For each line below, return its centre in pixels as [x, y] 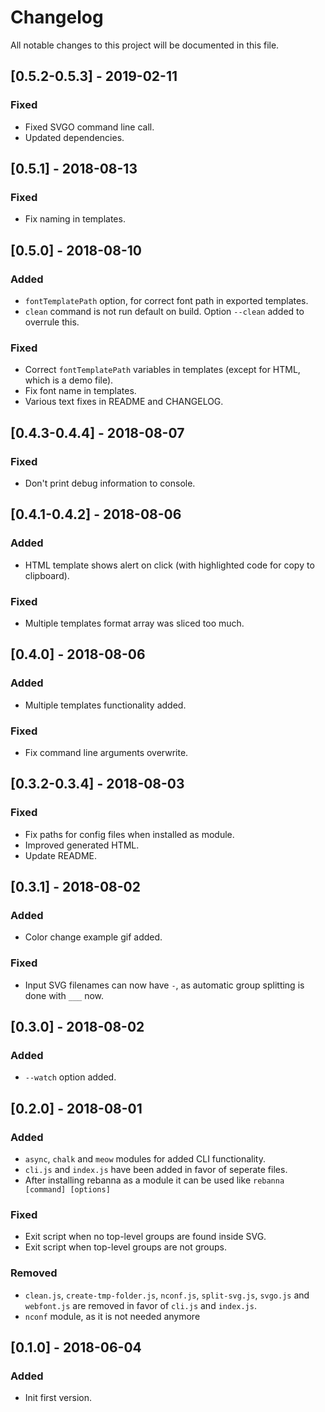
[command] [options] [67, 1190]
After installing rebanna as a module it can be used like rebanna [154, 1180]
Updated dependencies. [74, 137]
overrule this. [52, 322]
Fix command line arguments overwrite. [106, 752]
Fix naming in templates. [75, 219]
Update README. [61, 855]
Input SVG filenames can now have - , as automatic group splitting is [164, 985]
